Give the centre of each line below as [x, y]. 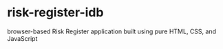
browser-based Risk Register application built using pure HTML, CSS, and [112, 31]
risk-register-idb [55, 13]
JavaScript [22, 38]
